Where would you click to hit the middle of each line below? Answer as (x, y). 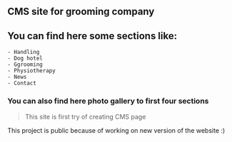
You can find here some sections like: (92, 36)
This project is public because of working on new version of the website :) (116, 130)
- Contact (22, 83)
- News (17, 77)
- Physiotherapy (31, 71)
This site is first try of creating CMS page (85, 116)
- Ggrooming (25, 65)
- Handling (24, 53)
